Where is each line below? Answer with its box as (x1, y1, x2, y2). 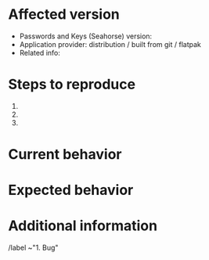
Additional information (8, 217, 158, 235)
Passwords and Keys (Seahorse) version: (19, 31, 153, 41)
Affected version (8, 5, 120, 23)
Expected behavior (8, 182, 134, 199)
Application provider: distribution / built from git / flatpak (19, 39, 201, 49)
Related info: (19, 48, 60, 57)
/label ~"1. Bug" (8, 243, 59, 252)
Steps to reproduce (8, 76, 135, 93)
